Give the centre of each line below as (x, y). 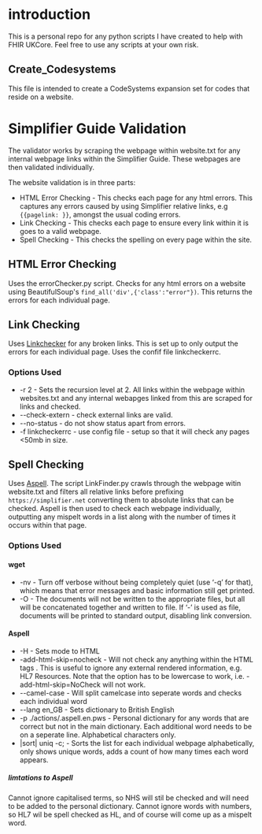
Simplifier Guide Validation (98, 128)
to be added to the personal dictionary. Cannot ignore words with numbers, (130, 806)
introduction (50, 15)
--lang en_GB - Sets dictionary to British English (97, 710)
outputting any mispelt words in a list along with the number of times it (122, 517)
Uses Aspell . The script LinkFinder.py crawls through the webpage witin (125, 484)
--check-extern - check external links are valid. (96, 414)
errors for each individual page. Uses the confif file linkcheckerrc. (115, 352)
